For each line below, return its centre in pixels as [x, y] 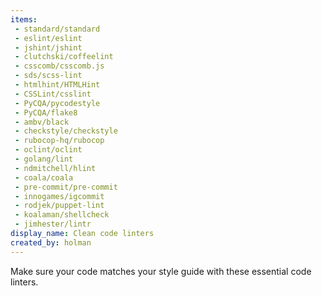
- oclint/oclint [48, 150]
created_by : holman [51, 242]
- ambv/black [42, 122]
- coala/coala [44, 177]
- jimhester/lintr [53, 224]
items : [24, 19]
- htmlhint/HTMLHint [57, 85]
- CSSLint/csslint [53, 94]
